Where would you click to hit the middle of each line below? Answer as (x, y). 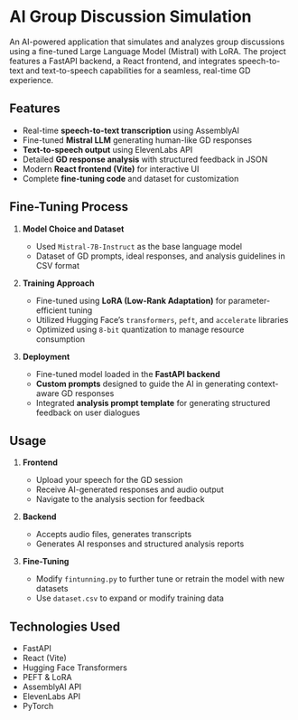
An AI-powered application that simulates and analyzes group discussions (147, 42)
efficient (51, 310)
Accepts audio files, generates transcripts (114, 535)
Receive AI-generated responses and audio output (130, 489)
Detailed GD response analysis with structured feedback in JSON (145, 159)
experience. (32, 80)
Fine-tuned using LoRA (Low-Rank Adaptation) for (131, 300)
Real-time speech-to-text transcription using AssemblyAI (130, 130)
